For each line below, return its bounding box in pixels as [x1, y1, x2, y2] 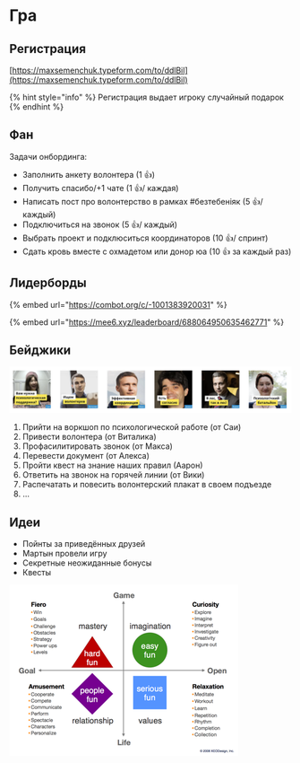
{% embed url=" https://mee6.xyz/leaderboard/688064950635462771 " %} [9, 316, 285, 328]
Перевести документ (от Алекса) [21, 451, 150, 461]
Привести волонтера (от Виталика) [21, 432, 157, 443]
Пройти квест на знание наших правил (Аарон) [21, 460, 203, 471]
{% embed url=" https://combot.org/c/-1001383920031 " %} [9, 299, 227, 310]
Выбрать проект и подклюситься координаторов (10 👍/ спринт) [21, 232, 269, 243]
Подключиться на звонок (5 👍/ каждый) [21, 219, 177, 230]
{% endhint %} [9, 101, 64, 112]
